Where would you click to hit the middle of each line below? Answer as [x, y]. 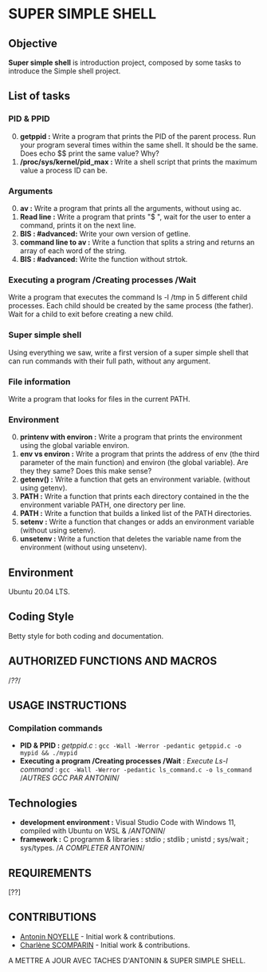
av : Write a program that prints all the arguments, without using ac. [130, 208]
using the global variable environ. [75, 446]
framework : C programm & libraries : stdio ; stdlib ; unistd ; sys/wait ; [134, 839]
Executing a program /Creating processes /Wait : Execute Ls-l [124, 761]
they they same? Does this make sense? [86, 471]
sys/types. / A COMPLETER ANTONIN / [82, 848]
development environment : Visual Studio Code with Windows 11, [128, 823]
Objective [33, 44]
